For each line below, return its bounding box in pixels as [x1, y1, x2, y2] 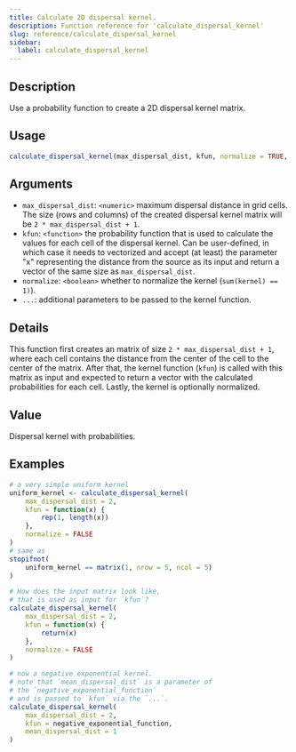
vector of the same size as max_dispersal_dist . [21, 266, 196, 276]
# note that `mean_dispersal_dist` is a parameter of [9, 677, 213, 687]
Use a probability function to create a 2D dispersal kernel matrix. [9, 102, 246, 113]
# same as [9, 546, 46, 556]
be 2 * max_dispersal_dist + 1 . [21, 219, 140, 229]
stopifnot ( [9, 555, 50, 564]
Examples [9, 457, 65, 472]
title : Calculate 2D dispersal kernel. [9, 12, 157, 22]
